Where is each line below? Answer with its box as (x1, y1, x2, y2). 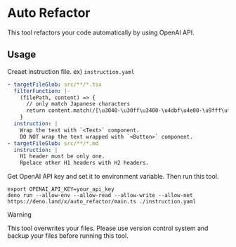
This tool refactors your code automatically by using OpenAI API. (7, 28, 195, 37)
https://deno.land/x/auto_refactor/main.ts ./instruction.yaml (7, 198, 197, 205)
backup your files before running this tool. (7, 232, 129, 240)
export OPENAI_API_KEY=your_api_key (7, 186, 114, 193)
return (25, 107, 46, 114)
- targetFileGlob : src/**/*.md (7, 139, 99, 147)
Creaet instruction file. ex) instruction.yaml (7, 67, 135, 75)
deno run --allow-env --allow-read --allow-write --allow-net (7, 192, 193, 199)
